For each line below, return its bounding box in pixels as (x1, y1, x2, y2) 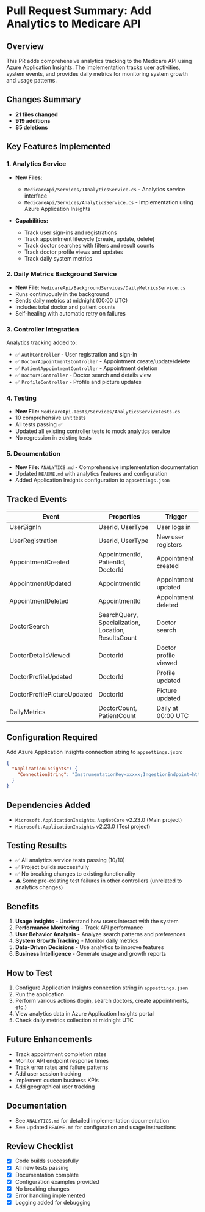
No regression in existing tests (15, 434, 92, 442)
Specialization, (98, 618, 140, 627)
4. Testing (6, 394, 37, 402)
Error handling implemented (15, 1192, 85, 1199)
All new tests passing (15, 1164, 69, 1172)
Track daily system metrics (24, 254, 93, 262)
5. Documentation (6, 449, 61, 458)
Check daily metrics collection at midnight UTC (15, 1016, 134, 1024)
